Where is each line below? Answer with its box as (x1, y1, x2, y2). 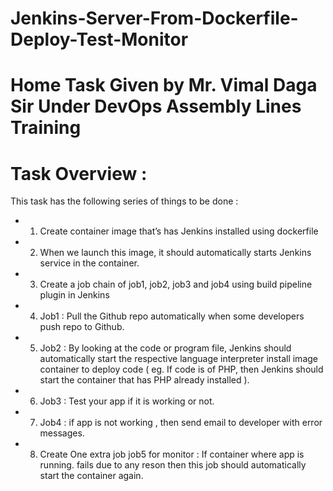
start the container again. (39, 470, 144, 482)
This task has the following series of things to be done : (10, 195, 239, 207)
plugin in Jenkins (39, 289, 110, 301)
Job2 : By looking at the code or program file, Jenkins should (39, 342, 292, 354)
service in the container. (39, 257, 140, 269)
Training (10, 117, 82, 139)
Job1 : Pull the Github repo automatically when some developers (39, 310, 305, 322)
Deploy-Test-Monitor (10, 28, 189, 51)
